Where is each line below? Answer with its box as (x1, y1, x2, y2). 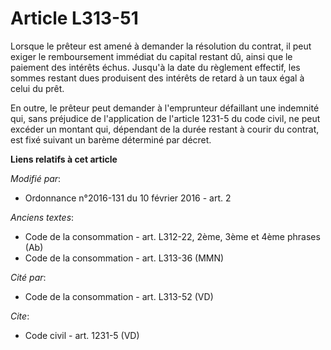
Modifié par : (10, 172, 62, 184)
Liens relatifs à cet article (10, 153, 118, 165)
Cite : (10, 310, 30, 322)
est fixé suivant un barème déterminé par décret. (10, 133, 212, 146)
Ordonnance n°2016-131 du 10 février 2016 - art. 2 (24, 192, 232, 204)
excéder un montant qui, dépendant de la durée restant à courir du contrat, (10, 123, 320, 135)
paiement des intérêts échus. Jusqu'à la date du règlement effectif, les (10, 61, 301, 73)
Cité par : (10, 271, 47, 283)
